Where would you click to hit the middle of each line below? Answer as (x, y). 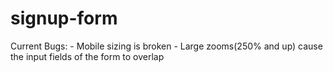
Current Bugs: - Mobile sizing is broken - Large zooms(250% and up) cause (166, 46)
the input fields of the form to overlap (87, 56)
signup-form (64, 18)
